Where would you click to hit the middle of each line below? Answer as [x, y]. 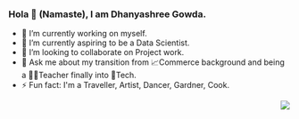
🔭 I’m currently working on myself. [84, 34]
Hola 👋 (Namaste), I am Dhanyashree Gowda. [108, 14]
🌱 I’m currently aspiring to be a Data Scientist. [105, 43]
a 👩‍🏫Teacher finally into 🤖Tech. [79, 75]
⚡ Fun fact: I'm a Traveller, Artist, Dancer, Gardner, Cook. [125, 85]
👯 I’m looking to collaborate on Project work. [103, 52]
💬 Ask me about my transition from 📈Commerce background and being [153, 62]
